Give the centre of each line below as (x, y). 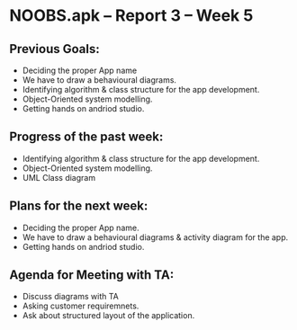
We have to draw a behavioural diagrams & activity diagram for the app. (155, 237)
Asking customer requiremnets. (81, 306)
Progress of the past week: (86, 137)
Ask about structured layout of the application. (108, 316)
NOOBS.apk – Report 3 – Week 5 (131, 16)
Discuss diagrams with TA (70, 297)
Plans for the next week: (79, 206)
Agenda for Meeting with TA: (92, 275)
